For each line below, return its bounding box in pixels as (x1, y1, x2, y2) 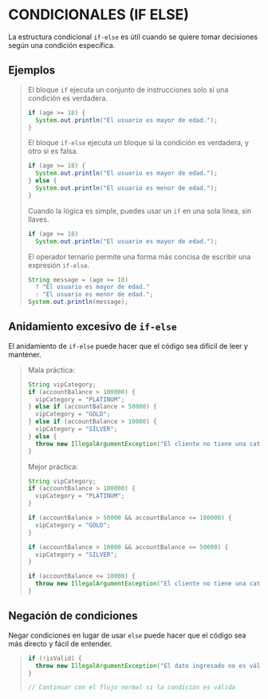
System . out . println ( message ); (27, 298, 129, 306)
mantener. (8, 349, 41, 359)
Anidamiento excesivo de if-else (8, 320, 177, 334)
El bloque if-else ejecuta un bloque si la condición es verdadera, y (27, 138, 250, 148)
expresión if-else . (27, 260, 90, 270)
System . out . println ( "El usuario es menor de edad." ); (35, 184, 218, 192)
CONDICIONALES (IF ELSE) (8, 6, 190, 24)
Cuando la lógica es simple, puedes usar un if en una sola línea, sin (27, 206, 252, 215)
